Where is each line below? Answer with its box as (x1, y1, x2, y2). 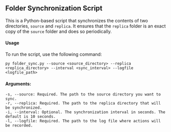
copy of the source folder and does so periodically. (5, 28, 112, 35)
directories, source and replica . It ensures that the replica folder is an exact (5, 23, 166, 29)
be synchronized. (5, 105, 42, 111)
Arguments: (5, 81, 32, 87)
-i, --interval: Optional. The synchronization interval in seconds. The (5, 110, 166, 115)
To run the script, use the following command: (5, 51, 102, 57)
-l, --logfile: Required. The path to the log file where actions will (5, 119, 161, 124)
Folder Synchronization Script (5, 4, 103, 13)
